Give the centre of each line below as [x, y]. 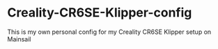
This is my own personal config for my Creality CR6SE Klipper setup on [109, 32]
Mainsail [19, 39]
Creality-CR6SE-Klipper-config [100, 13]
